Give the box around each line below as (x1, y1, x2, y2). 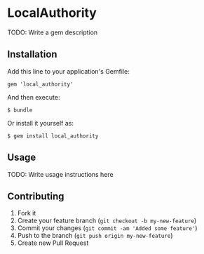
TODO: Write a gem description (7, 28, 98, 36)
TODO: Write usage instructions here (7, 170, 114, 178)
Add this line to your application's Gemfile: (7, 67, 130, 75)
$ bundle (7, 107, 33, 114)
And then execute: (7, 93, 60, 101)
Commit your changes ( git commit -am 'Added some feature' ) (17, 224, 198, 232)
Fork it (17, 209, 36, 218)
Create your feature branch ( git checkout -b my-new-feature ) (17, 216, 197, 225)
